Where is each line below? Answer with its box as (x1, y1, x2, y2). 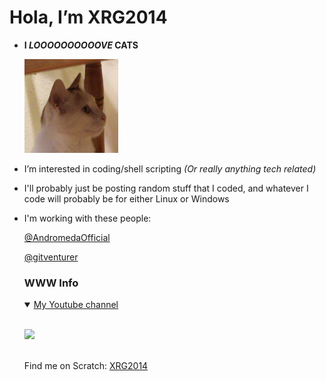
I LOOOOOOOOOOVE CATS (23, 39, 139, 51)
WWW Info (23, 276, 79, 290)
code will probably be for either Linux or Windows (23, 192, 230, 205)
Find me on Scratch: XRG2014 (23, 360, 149, 372)
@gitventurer (23, 251, 79, 263)
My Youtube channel (33, 299, 119, 311)
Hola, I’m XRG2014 (9, 6, 168, 29)
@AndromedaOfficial (23, 231, 111, 243)
